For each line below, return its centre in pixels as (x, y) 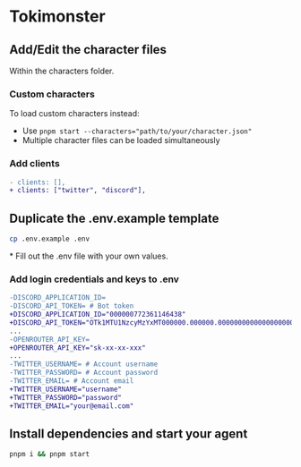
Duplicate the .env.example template (114, 218)
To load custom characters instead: (75, 114)
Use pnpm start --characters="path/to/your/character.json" (137, 131)
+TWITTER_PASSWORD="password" (66, 397)
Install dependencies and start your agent (129, 433)
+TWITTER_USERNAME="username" (66, 389)
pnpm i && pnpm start (50, 454)
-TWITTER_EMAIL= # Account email (72, 381)
